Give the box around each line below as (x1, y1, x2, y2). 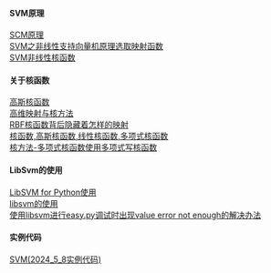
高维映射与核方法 (9, 108, 74, 119)
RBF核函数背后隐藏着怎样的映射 (9, 119, 130, 130)
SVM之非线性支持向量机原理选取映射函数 (9, 41, 164, 52)
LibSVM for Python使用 (9, 187, 98, 197)
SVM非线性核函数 (9, 52, 76, 63)
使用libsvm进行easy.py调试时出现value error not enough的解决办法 (9, 209, 262, 220)
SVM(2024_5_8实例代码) (9, 254, 102, 265)
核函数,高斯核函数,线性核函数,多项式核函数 (9, 131, 169, 142)
